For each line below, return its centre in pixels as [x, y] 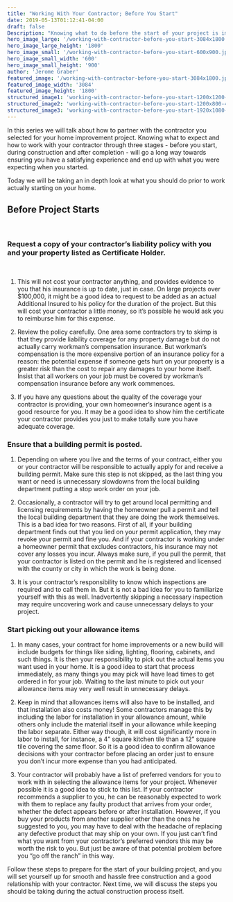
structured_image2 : [35, 104]
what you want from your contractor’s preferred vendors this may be [115, 841]
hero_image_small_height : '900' [54, 65]
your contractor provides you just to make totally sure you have [107, 419]
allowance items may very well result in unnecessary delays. [104, 689]
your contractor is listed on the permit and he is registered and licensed [119, 561]
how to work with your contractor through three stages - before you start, [112, 145]
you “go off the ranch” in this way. [66, 856]
